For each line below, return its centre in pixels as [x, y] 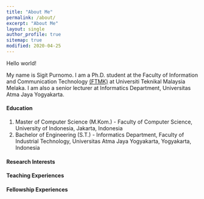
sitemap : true [24, 40]
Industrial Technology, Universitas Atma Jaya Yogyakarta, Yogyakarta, [103, 141]
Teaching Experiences [35, 176]
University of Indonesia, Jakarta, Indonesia [69, 128]
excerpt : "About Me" [33, 23]
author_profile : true [34, 35]
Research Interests [31, 161]
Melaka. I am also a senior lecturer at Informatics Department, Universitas [99, 88]
